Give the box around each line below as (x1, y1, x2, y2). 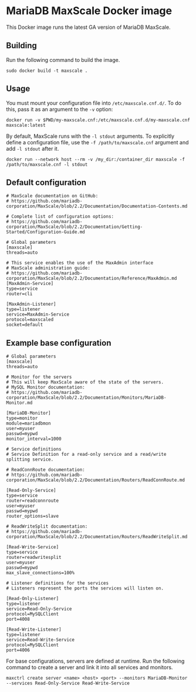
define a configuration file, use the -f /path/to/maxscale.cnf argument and (6, 138, 189, 145)
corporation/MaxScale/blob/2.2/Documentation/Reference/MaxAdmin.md (6, 276, 177, 282)
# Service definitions (6, 446, 62, 452)
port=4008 (6, 617, 31, 623)
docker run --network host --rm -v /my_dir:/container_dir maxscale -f (6, 156, 185, 163)
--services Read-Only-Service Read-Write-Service (6, 680, 130, 687)
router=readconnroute (6, 498, 59, 504)
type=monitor (6, 415, 38, 422)
